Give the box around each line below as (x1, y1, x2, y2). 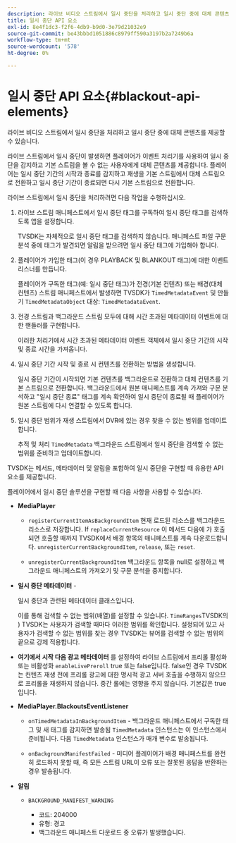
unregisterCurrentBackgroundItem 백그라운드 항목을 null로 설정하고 (27, 558, 218, 566)
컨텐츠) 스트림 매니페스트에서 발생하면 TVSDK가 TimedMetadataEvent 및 (17, 288, 216, 297)
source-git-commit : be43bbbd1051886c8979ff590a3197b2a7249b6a (7, 30, 194, 37)
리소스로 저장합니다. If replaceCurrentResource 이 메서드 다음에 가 (27, 524, 213, 533)
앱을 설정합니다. (30, 216, 75, 226)
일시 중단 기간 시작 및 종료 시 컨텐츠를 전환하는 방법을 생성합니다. (17, 359, 196, 368)
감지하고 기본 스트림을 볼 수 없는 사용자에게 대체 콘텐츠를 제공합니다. (20, 160, 209, 169)
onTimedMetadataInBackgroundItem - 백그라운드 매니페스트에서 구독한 (27, 716, 221, 725)
